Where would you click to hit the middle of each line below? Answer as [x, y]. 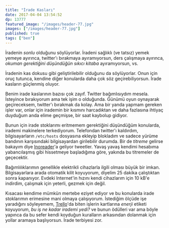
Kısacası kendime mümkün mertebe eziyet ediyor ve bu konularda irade [80, 193]
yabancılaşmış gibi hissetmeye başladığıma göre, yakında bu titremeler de [82, 152]
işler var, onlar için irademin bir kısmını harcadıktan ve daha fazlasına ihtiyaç [84, 110]
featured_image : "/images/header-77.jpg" [50, 24]
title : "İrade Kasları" [30, 10]
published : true [22, 33]
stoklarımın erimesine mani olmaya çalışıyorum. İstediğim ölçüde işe [76, 199]
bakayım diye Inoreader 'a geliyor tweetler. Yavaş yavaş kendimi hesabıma [82, 146]
